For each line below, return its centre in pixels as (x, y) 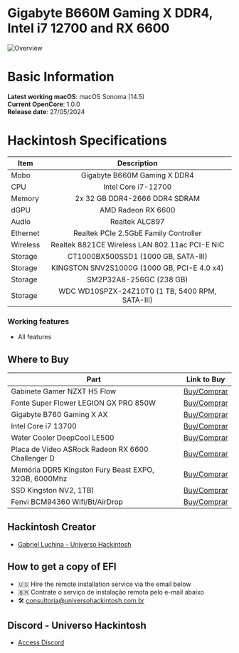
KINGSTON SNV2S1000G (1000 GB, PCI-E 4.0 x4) (137, 267)
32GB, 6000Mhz (39, 478)
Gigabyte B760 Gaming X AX (59, 414)
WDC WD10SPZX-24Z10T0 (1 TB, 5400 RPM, (138, 291)
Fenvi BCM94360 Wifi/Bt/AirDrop (67, 502)
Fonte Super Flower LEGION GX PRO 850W (84, 403)
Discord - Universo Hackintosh (77, 625)
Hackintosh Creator (52, 527)
